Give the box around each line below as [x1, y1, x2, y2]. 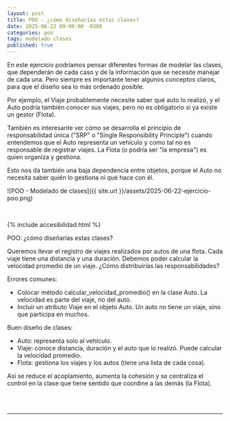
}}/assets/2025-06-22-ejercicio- [118, 187, 211, 195]
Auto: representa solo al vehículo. [16, 337, 112, 345]
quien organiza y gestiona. [7, 153, 82, 161]
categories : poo [7, 29, 53, 36]
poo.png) [7, 194, 33, 202]
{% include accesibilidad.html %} [7, 221, 101, 228]
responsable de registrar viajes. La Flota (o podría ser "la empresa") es [7, 145, 207, 154]
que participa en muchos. [16, 310, 90, 318]
